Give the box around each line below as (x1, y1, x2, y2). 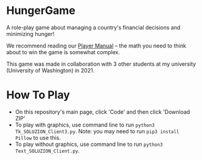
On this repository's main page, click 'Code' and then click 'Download (15, 108, 190, 116)
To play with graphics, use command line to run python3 (15, 121, 155, 128)
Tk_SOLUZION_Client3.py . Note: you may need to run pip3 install (15, 127, 179, 134)
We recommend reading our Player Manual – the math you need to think (6, 42, 187, 49)
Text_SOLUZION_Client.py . (15, 147, 80, 154)
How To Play (6, 88, 70, 102)
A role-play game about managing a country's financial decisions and (6, 24, 181, 31)
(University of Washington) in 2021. (6, 66, 95, 74)
